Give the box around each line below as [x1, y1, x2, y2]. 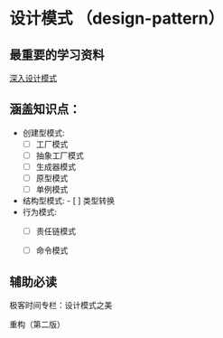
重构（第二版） [9, 319, 65, 330]
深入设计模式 [9, 73, 57, 83]
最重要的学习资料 [9, 47, 105, 62]
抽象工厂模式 [35, 150, 84, 161]
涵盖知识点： [9, 101, 81, 117]
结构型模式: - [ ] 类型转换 [22, 195, 116, 206]
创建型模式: [22, 127, 65, 138]
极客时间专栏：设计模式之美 [9, 300, 113, 311]
